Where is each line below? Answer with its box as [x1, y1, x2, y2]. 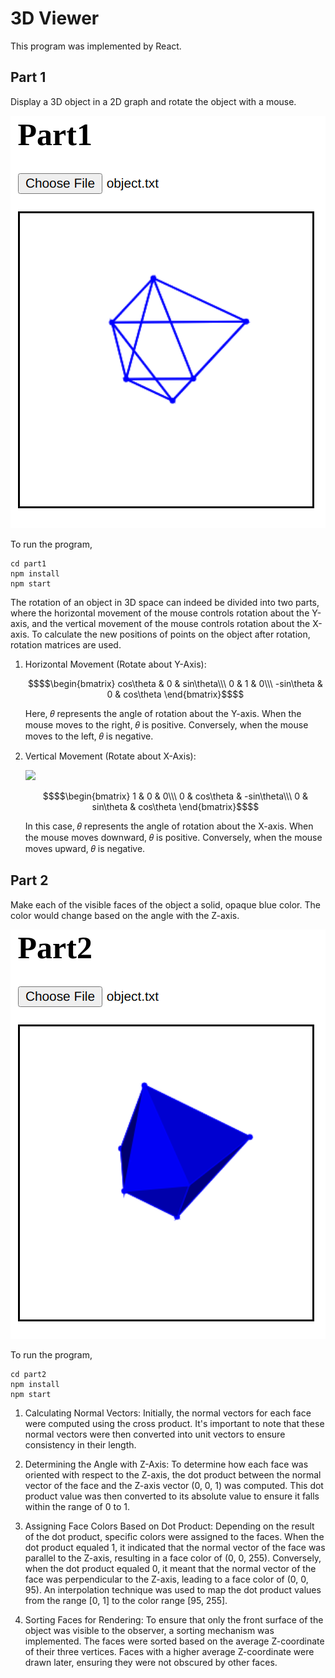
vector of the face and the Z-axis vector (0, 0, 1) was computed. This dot [24, 1479, 324, 1491]
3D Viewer [10, 7, 100, 30]
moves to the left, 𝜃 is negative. [24, 730, 154, 742]
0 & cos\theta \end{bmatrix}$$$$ [106, 688, 245, 700]
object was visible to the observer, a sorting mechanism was [24, 1624, 275, 1636]
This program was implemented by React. [10, 40, 182, 52]
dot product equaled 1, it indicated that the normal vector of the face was [24, 1541, 326, 1553]
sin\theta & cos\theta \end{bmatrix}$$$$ [91, 800, 260, 812]
